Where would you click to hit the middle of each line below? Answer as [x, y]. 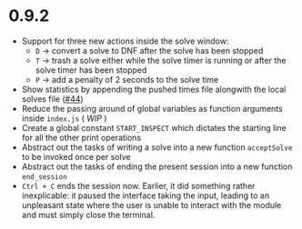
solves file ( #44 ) [52, 99]
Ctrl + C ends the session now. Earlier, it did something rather [138, 185]
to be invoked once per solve [76, 156]
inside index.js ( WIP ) [64, 118]
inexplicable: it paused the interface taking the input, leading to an [146, 195]
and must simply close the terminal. [88, 214]
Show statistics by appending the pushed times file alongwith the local [154, 89]
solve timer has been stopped [91, 70]
